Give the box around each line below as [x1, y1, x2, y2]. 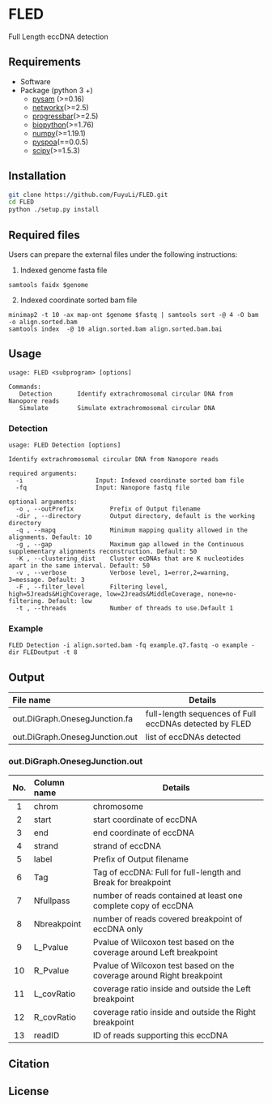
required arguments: [8, 469, 79, 478]
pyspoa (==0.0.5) [32, 137, 89, 147]
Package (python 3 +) [19, 85, 93, 95]
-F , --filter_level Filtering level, [15, 583, 168, 592]
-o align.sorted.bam [8, 318, 79, 326]
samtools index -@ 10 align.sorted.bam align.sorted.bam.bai [8, 325, 223, 333]
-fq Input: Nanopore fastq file [15, 484, 190, 492]
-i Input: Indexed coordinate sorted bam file [15, 477, 244, 485]
